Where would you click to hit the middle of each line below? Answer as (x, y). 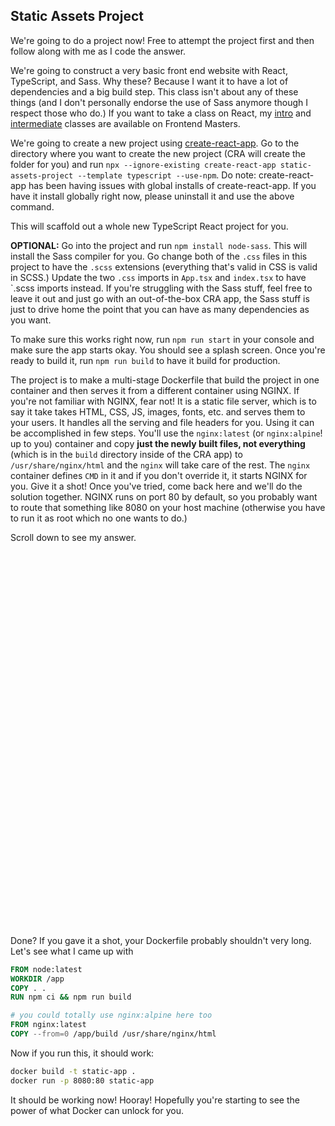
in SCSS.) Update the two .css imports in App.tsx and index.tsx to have (158, 277)
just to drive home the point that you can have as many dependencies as (160, 309)
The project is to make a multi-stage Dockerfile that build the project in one (165, 380)
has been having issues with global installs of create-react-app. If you (172, 185)
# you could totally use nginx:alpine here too (111, 1015)
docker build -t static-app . (73, 1071)
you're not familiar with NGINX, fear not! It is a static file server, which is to (163, 401)
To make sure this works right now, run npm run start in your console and (162, 339)
